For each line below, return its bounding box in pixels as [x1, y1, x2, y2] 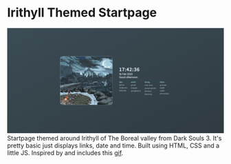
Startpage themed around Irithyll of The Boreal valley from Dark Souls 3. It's [7, 134, 222, 143]
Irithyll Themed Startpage [7, 5, 157, 21]
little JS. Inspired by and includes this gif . [7, 149, 124, 157]
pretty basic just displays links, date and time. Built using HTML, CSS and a [7, 141, 220, 150]
